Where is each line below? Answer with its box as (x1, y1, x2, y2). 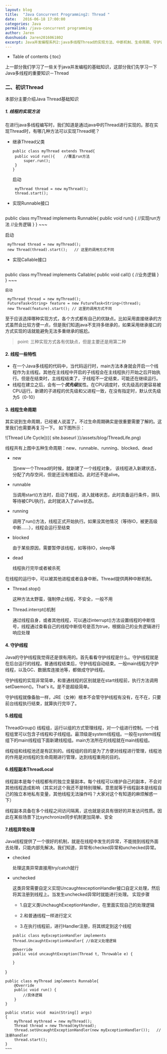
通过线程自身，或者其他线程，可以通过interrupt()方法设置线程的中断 (12, 617, 151, 623)
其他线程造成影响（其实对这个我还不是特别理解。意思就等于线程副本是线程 (5, 785, 158, 791)
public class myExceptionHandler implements (12, 933, 106, 938)
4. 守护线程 (5, 642, 28, 648)
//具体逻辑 (23, 993, 43, 998)
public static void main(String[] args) (5, 1010, 92, 1016)
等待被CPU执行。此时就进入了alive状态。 (12, 498, 97, 504)
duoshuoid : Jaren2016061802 (5, 35, 64, 40)
